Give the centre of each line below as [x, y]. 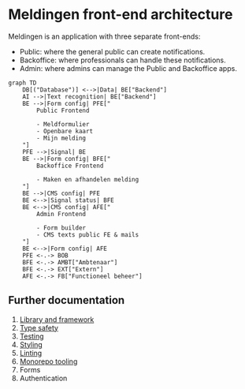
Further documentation [67, 300]
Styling [31, 344]
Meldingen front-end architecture [121, 15]
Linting [31, 353]
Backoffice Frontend [70, 166]
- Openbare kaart [65, 131]
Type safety [39, 327]
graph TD [22, 83]
